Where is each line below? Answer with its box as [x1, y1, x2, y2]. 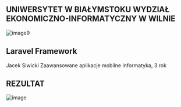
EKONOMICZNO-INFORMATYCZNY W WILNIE [6, 14, 176, 24]
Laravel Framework [6, 46, 77, 56]
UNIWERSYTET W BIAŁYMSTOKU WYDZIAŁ [6, 5, 170, 15]
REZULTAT [6, 79, 45, 89]
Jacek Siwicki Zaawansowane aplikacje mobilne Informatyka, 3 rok [6, 61, 167, 69]
